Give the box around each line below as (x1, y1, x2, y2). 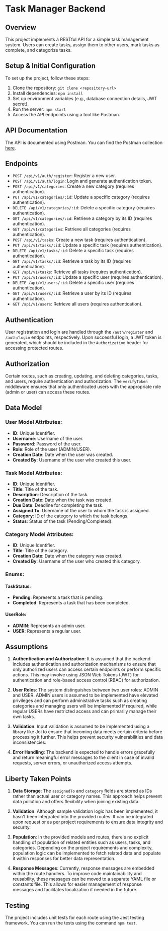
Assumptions (5, 643, 48, 651)
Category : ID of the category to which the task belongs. (12, 513, 129, 519)
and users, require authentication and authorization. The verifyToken (5, 378, 148, 384)
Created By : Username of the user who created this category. (12, 558, 141, 564)
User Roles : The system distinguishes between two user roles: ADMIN (12, 687, 158, 693)
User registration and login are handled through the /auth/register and (5, 329, 153, 335)
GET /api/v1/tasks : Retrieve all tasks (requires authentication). (12, 269, 142, 275)
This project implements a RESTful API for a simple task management (5, 36, 149, 42)
